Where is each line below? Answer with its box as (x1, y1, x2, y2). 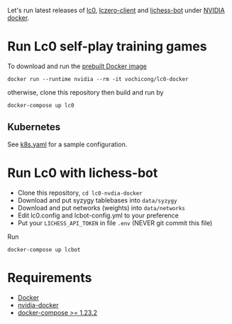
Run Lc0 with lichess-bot (7, 165, 158, 180)
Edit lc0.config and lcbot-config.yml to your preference (17, 211, 179, 220)
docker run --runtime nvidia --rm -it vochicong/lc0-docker (7, 75, 189, 82)
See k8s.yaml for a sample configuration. (7, 140, 128, 148)
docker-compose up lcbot (7, 246, 81, 253)
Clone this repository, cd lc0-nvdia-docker (17, 188, 143, 197)
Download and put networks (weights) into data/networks (17, 203, 186, 212)
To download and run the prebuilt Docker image (7, 62, 148, 70)
